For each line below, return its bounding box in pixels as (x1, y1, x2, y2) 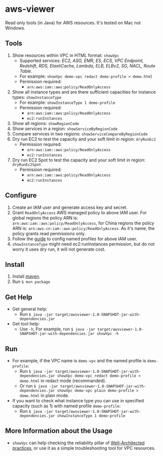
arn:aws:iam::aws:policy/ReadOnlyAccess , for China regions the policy (12, 220, 155, 226)
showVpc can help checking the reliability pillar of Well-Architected (12, 440, 145, 446)
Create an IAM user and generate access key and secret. (12, 204, 128, 210)
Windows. (5, 25, 26, 31)
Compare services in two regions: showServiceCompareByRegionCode (12, 130, 148, 136)
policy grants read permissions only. (12, 230, 86, 236)
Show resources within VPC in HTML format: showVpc (12, 52, 119, 58)
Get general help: (12, 306, 48, 312)
